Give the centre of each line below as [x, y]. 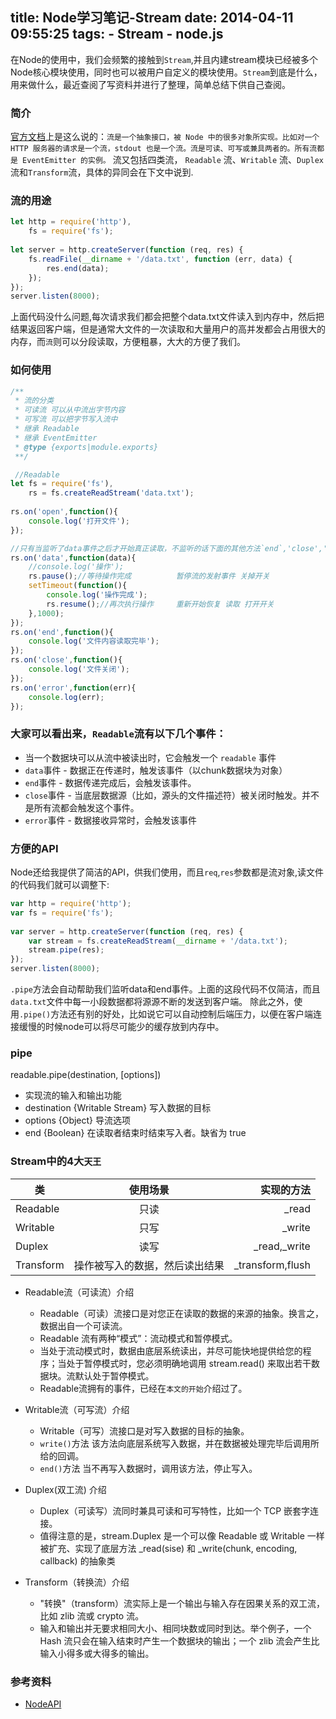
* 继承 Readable [47, 429]
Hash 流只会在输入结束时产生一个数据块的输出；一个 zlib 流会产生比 [179, 1640]
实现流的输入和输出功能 [73, 1095]
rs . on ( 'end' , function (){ [62, 632]
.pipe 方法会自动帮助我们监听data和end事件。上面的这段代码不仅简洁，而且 [165, 989]
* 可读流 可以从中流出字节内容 [70, 410]
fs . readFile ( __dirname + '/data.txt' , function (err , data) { [160, 259]
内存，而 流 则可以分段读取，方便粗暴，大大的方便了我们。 [128, 342]
